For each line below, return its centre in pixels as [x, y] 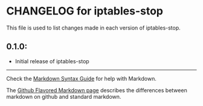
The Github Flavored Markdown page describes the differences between [97, 90]
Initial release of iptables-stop [52, 61]
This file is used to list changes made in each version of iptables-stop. [94, 28]
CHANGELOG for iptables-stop [85, 11]
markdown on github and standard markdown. [64, 96]
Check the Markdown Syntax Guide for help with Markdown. [82, 78]
